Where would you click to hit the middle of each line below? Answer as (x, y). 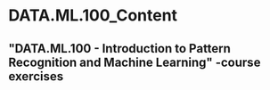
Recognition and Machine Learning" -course (135, 62)
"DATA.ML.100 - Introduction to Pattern (119, 49)
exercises (36, 76)
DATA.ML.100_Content (93, 16)
